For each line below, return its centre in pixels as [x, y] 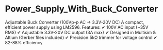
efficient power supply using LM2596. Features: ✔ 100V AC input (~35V [77, 27]
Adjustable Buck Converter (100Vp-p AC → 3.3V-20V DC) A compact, [75, 22]
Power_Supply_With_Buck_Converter [81, 9]
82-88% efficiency [24, 42]
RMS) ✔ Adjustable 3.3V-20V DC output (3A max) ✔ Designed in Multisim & [81, 32]
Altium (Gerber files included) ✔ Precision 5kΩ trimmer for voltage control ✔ [81, 37]
